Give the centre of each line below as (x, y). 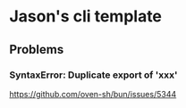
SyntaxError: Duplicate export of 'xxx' (93, 75)
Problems (37, 50)
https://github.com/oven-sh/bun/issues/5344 (93, 94)
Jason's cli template (86, 17)
